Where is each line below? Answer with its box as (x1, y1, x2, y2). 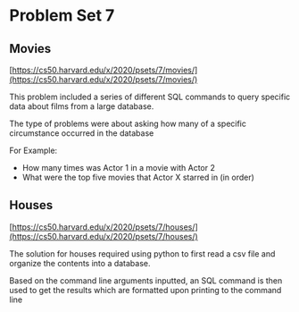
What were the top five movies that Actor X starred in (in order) (21, 172, 254, 182)
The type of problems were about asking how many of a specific (9, 118, 247, 129)
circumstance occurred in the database (9, 128, 154, 139)
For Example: (9, 145, 58, 156)
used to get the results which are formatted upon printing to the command (9, 284, 282, 295)
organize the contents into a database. (9, 257, 151, 268)
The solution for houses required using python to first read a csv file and (9, 248, 276, 259)
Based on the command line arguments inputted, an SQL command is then (9, 274, 283, 286)
